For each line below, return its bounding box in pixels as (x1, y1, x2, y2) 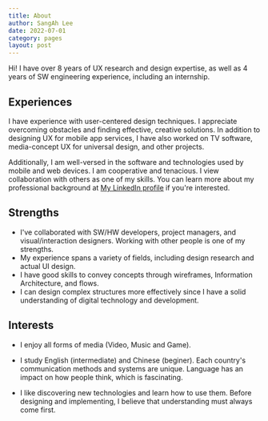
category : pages (8, 34, 62, 42)
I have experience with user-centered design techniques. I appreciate (8, 116, 238, 126)
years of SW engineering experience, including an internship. (8, 72, 210, 82)
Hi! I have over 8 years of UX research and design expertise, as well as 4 (8, 63, 248, 73)
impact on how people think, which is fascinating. (19, 372, 183, 382)
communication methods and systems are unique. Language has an (19, 363, 244, 373)
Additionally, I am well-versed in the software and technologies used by (8, 157, 244, 166)
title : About (8, 11, 52, 20)
